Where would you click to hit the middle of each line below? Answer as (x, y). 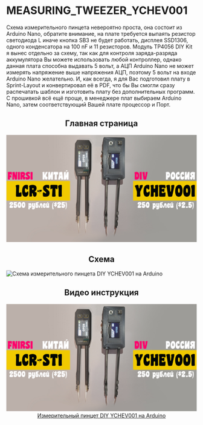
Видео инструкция (101, 293)
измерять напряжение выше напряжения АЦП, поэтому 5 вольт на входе (101, 72)
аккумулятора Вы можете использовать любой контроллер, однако (94, 59)
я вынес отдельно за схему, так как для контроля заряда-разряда (92, 53)
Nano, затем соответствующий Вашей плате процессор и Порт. (89, 104)
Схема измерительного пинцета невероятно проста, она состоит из (94, 27)
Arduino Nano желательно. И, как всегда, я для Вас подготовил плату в (98, 79)
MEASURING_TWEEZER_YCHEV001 (97, 11)
